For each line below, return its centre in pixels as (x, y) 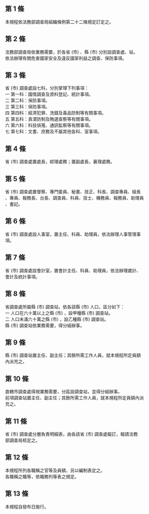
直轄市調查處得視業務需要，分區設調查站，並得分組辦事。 (64, 392)
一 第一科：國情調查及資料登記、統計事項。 (49, 94)
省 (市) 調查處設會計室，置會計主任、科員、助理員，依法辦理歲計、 (73, 270)
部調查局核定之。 (23, 440)
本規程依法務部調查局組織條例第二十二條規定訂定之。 (59, 22)
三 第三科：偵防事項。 (27, 107)
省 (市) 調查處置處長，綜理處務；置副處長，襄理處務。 (60, 162)
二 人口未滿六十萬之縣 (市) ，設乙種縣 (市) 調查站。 (57, 319)
